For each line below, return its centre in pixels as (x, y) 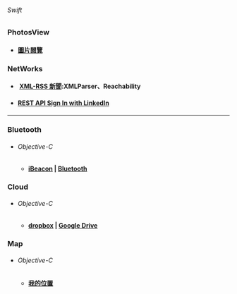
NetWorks (25, 68)
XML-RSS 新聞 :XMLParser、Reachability (80, 86)
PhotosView (29, 32)
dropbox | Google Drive (63, 225)
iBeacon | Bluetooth (57, 169)
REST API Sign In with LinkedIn (63, 103)
